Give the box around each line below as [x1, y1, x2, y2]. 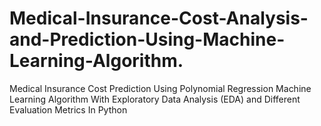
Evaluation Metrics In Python [9, 103, 128, 116]
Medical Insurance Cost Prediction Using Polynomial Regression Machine [9, 82, 312, 94]
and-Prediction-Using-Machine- [9, 28, 286, 51]
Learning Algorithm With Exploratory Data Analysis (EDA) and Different [9, 93, 301, 105]
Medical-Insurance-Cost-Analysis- [9, 7, 309, 30]
